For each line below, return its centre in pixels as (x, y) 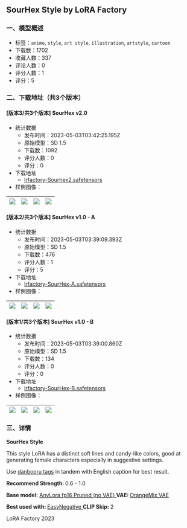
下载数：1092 (41, 150)
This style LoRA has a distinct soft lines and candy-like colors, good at (93, 453)
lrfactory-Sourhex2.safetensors (63, 179)
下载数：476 (40, 255)
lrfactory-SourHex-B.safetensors (65, 388)
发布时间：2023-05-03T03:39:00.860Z (73, 344)
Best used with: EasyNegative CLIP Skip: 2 (60, 506)
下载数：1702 (31, 50)
